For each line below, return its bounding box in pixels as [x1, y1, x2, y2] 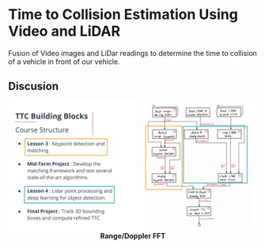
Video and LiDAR [8, 22, 121, 40]
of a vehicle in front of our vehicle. [8, 57, 120, 66]
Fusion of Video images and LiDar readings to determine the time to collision [8, 48, 257, 58]
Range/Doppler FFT [100, 231, 166, 240]
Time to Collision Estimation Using [8, 6, 239, 24]
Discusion [8, 80, 59, 93]
